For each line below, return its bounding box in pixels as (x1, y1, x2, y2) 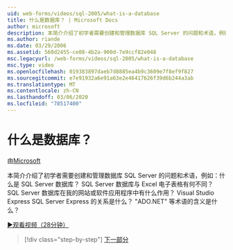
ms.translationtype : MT (7, 81, 76, 88)
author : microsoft (7, 23, 60, 30)
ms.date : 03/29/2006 (7, 42, 67, 49)
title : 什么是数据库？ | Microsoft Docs (7, 17, 119, 24)
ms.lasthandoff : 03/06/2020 (7, 94, 89, 101)
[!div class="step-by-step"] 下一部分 (24, 235, 129, 243)
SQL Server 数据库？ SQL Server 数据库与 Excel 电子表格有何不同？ (20, 179, 214, 188)
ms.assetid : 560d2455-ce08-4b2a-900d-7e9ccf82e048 (7, 49, 157, 56)
